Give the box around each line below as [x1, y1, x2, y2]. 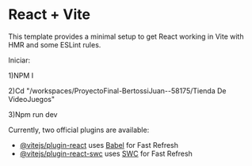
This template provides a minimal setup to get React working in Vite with [8, 32, 244, 41]
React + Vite [8, 6, 91, 24]
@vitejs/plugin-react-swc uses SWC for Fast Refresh [19, 149, 193, 158]
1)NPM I [8, 70, 34, 80]
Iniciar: [8, 55, 30, 65]
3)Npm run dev [8, 109, 58, 119]
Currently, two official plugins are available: [8, 125, 150, 134]
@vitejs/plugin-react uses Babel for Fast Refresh [19, 140, 179, 149]
